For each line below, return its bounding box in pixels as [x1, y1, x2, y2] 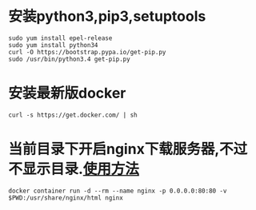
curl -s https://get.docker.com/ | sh [8, 111, 138, 119]
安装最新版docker [8, 85, 126, 102]
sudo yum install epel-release [8, 34, 113, 42]
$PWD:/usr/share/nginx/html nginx [8, 193, 124, 202]
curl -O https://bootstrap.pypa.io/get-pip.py [8, 48, 166, 56]
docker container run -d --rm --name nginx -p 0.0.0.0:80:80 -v [8, 187, 227, 195]
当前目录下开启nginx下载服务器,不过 [8, 141, 248, 158]
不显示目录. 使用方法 [8, 160, 140, 178]
